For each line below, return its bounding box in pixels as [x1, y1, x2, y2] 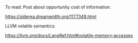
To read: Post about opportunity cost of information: [5, 4, 111, 10]
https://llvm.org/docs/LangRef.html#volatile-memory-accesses [5, 33, 133, 38]
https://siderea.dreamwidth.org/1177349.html [5, 14, 97, 19]
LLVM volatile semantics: [5, 23, 56, 29]
